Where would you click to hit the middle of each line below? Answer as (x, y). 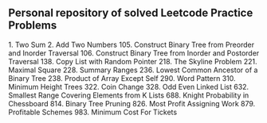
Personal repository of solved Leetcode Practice (131, 13)
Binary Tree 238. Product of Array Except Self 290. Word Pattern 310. (122, 78)
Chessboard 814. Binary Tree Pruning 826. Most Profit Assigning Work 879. (132, 103)
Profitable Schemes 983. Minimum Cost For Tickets (93, 112)
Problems (33, 26)
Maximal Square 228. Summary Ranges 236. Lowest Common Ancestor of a (133, 70)
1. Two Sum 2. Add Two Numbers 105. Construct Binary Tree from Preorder (132, 44)
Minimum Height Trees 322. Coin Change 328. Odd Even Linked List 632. (129, 86)
